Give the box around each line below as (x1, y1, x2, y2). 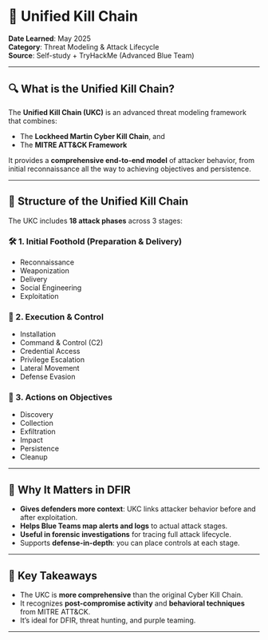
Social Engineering (19, 283, 82, 292)
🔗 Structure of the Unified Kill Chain (8, 195, 189, 209)
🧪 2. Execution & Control (8, 311, 104, 322)
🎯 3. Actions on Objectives (8, 392, 113, 403)
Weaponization (19, 265, 69, 275)
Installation (19, 329, 57, 339)
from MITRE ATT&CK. (19, 607, 91, 617)
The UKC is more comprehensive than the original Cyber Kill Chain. (19, 590, 243, 600)
